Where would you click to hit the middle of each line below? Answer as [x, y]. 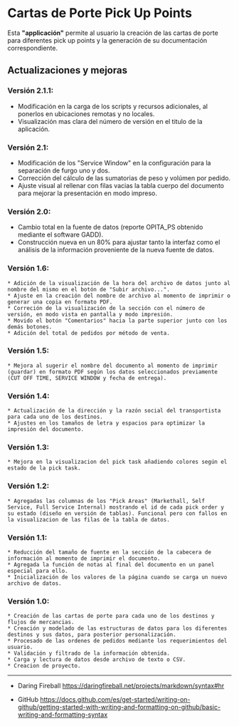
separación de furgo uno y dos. [64, 170]
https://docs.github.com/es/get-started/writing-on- [115, 700]
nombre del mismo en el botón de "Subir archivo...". [89, 289]
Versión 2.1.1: [31, 90]
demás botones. [30, 327]
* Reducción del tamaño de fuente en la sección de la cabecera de [110, 552]
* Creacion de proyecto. [44, 666]
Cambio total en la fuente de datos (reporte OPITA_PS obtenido [110, 227]
